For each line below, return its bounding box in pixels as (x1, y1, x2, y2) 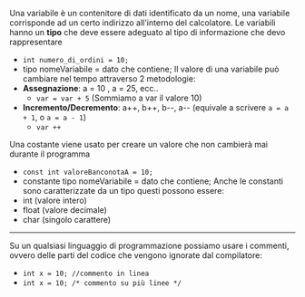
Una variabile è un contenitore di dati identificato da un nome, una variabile (9, 8, 290, 18)
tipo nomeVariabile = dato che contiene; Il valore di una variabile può (22, 63, 280, 74)
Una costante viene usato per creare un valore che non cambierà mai (9, 139, 269, 149)
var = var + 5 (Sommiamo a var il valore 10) (35, 92, 202, 103)
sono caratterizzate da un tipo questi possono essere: (22, 186, 225, 196)
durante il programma (9, 148, 91, 159)
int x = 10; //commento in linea (22, 269, 150, 278)
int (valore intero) (22, 195, 88, 206)
